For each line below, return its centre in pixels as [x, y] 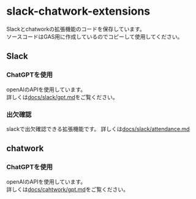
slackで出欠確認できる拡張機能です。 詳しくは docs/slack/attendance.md [98, 129]
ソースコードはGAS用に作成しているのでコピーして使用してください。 [95, 36]
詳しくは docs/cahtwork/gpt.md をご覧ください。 [67, 189]
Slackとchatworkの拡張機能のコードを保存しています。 [76, 29]
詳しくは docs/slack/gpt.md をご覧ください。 [62, 97]
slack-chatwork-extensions [78, 11]
